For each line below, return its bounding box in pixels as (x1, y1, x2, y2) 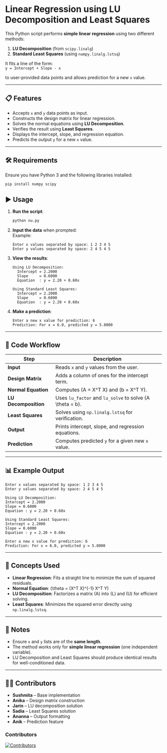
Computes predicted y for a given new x (55, 437, 149, 444)
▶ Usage (5, 195, 34, 204)
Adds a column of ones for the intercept (55, 372, 148, 379)
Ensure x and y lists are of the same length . (12, 639, 102, 645)
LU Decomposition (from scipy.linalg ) (12, 45, 93, 51)
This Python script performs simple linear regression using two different (5, 30, 155, 36)
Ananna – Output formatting (12, 714, 71, 720)
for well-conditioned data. (12, 660, 66, 666)
